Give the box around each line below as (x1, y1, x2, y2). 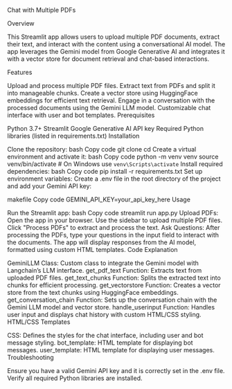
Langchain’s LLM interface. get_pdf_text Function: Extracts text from (7, 266, 202, 274)
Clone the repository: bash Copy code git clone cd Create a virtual (7, 145, 197, 153)
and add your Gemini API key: (7, 182, 92, 190)
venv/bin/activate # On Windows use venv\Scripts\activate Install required (7, 160, 223, 168)
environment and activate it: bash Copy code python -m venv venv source (7, 152, 219, 161)
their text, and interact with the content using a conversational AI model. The (7, 40, 226, 48)
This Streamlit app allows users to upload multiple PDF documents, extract (7, 33, 220, 41)
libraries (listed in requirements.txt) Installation (7, 132, 140, 140)
